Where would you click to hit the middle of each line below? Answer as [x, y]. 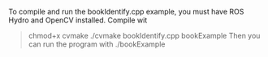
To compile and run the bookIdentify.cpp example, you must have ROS [126, 12]
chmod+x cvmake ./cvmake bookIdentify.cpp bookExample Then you [144, 36]
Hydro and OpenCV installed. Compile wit [78, 20]
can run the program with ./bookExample [97, 44]
